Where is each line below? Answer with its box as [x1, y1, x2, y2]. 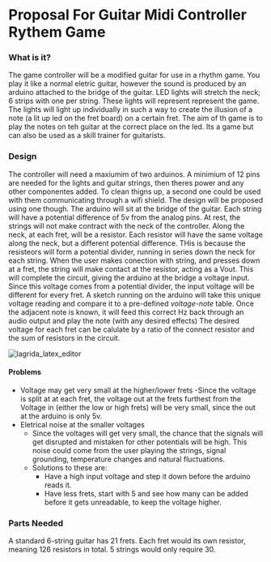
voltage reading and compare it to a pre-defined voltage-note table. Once [8, 298, 255, 308]
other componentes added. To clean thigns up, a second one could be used [8, 187, 261, 196]
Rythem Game [8, 23, 106, 41]
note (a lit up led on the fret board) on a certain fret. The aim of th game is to [8, 114, 263, 123]
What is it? [8, 52, 51, 63]
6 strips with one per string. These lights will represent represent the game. [8, 96, 260, 106]
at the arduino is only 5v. [19, 411, 103, 421]
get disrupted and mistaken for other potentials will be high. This [32, 436, 248, 447]
